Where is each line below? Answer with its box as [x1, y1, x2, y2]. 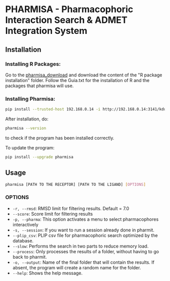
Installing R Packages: [5, 60, 61, 67]
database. [12, 237, 34, 244]
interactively [12, 221, 39, 227]
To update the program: [5, 144, 55, 150]
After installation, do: [5, 116, 49, 122]
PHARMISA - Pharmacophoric [5, 4, 134, 15]
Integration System [5, 25, 88, 36]
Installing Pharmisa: [5, 95, 56, 102]
